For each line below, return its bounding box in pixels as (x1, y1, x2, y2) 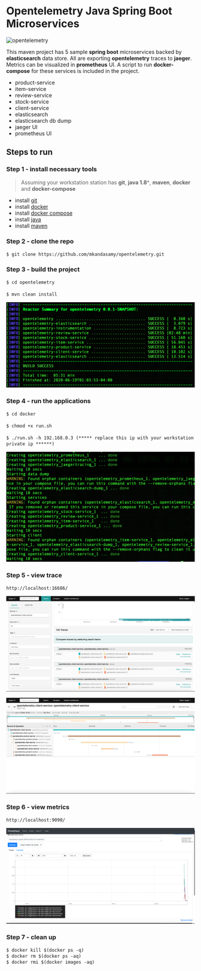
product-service (14, 79, 55, 86)
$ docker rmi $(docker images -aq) (6, 959, 95, 965)
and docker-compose (20, 185, 76, 192)
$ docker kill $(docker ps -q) (6, 947, 84, 953)
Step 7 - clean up (6, 933, 57, 941)
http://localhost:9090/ (6, 817, 66, 823)
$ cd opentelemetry (6, 279, 55, 285)
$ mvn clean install (6, 291, 58, 297)
